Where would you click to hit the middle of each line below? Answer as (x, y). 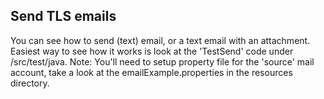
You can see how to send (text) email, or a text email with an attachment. (160, 40)
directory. (30, 83)
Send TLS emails (63, 16)
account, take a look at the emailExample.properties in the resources (151, 72)
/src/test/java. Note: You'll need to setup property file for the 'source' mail (162, 61)
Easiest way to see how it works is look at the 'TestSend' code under (152, 51)
